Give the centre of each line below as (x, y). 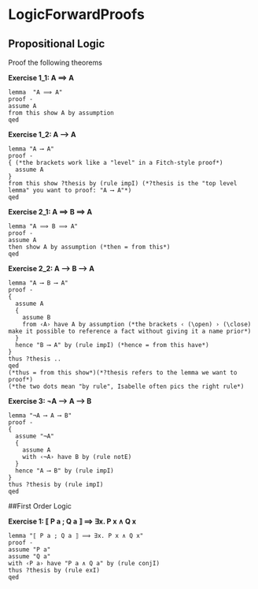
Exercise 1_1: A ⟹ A (41, 78)
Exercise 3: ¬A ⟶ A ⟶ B (50, 401)
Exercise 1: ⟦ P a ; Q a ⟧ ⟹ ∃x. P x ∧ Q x (72, 521)
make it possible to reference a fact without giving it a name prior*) (130, 331)
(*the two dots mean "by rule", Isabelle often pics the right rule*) (126, 386)
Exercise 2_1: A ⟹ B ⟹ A (50, 212)
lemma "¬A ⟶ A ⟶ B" (40, 416)
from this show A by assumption (61, 113)
